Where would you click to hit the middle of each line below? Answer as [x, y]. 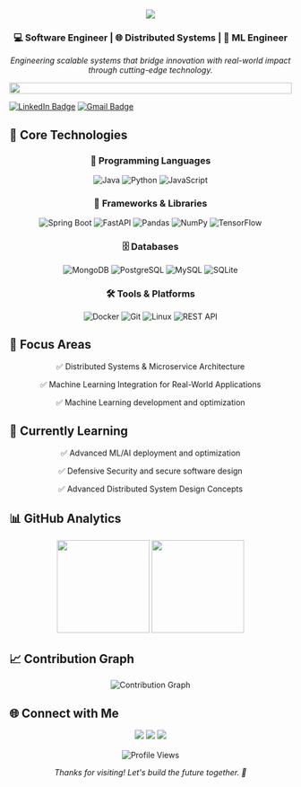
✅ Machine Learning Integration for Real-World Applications [150, 384]
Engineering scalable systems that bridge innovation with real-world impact [150, 61]
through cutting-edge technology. [150, 70]
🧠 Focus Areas [50, 345]
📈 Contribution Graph [72, 659]
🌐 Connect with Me [64, 713]
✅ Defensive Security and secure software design [150, 471]
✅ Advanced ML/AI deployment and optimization [150, 453]
